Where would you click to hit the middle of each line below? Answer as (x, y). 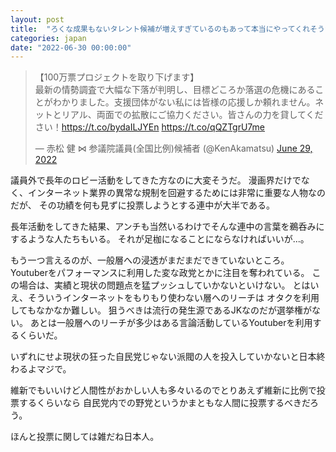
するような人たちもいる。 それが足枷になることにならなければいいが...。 (160, 239)
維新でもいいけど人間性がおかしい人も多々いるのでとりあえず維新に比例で (163, 390)
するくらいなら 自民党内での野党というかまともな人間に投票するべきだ (164, 403)
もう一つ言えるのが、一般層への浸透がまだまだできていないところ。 (150, 260)
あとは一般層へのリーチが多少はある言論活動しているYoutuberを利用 (171, 323)
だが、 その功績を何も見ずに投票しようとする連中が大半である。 (143, 205)
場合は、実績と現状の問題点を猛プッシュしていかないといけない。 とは (164, 285)
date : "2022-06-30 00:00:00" (71, 47)
